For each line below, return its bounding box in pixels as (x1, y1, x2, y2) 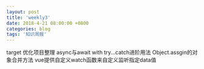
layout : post (6, 8, 40, 15)
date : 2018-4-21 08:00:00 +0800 (6, 20, 89, 26)
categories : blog (6, 25, 51, 32)
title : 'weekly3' (6, 15, 51, 21)
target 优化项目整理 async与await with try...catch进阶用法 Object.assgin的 (6, 49, 193, 56)
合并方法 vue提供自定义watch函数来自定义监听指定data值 (11, 56, 157, 64)
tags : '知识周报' (6, 31, 47, 38)
